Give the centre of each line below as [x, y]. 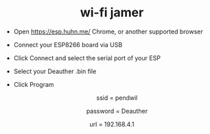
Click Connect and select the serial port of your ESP [87, 58]
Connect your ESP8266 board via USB [68, 44]
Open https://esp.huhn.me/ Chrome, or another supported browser [108, 31]
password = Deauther [117, 111]
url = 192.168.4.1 [112, 124]
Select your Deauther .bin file [55, 71]
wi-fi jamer [112, 13]
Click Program [34, 84]
